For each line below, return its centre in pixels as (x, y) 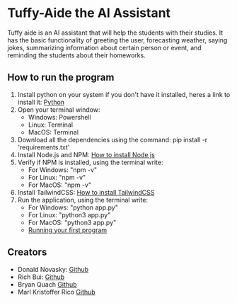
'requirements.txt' (44, 147)
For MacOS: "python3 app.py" (72, 222)
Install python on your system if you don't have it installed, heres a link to (124, 94)
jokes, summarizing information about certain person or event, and (104, 47)
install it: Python (41, 102)
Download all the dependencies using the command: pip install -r (112, 139)
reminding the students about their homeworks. (77, 55)
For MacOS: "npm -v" (60, 185)
